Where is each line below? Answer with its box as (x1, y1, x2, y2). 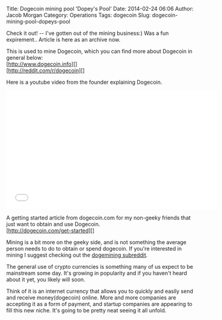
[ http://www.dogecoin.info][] (6, 60, 78, 67)
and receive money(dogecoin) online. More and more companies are (6, 294, 176, 301)
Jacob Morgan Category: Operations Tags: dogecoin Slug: (6, 11, 151, 19)
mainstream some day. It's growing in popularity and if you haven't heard (6, 269, 188, 277)
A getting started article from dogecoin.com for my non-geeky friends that (6, 214, 191, 221)
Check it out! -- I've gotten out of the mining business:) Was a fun (6, 30, 169, 37)
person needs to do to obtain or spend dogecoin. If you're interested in (6, 245, 182, 252)
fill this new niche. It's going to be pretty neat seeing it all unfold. (6, 307, 167, 314)
